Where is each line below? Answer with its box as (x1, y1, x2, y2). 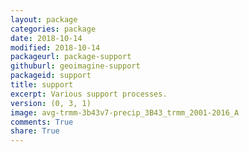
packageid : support (10, 71, 92, 81)
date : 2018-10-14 (10, 33, 83, 43)
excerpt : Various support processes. (10, 89, 168, 99)
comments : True (10, 117, 74, 127)
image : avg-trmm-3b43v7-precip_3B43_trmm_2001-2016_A (10, 107, 240, 118)
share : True (10, 126, 60, 136)
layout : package (10, 14, 78, 25)
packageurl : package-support (10, 52, 132, 62)
